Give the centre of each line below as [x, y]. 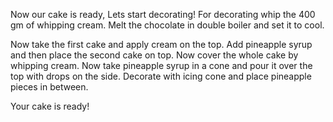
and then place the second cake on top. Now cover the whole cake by [154, 55]
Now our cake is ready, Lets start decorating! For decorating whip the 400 [163, 14]
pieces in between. [49, 87]
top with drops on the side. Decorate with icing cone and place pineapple [161, 76]
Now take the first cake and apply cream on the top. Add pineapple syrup [161, 44]
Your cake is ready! [50, 106]
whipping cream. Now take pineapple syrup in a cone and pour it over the [161, 65]
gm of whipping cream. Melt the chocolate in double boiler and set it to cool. [167, 25]
